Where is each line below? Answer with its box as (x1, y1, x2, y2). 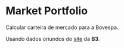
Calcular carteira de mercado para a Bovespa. (5, 24, 119, 31)
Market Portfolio (5, 4, 88, 18)
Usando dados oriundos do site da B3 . (5, 35, 100, 42)
